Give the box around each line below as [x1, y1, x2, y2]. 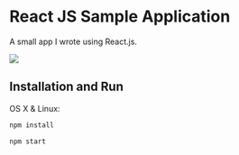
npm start [9, 137, 47, 146]
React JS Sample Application [9, 6, 231, 27]
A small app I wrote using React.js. [9, 36, 138, 47]
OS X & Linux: [9, 103, 60, 114]
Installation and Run [9, 79, 124, 95]
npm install [9, 120, 54, 130]
